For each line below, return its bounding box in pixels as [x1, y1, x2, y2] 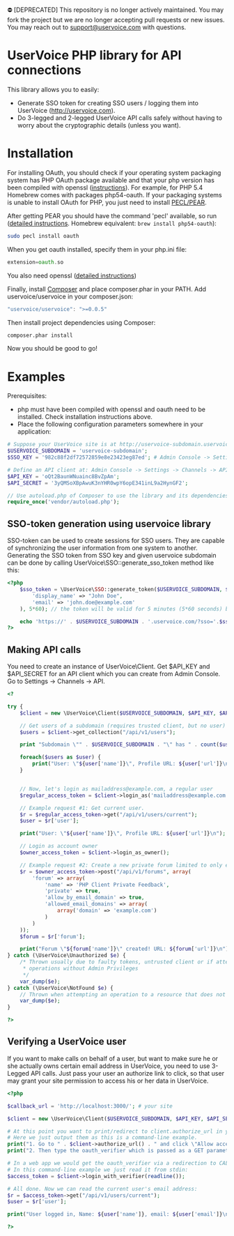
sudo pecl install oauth [7, 232, 79, 239]
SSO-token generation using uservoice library [7, 518, 211, 530]
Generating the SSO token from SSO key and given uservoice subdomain [7, 551, 217, 560]
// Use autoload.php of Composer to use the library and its [7, 492, 189, 499]
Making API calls [7, 643, 81, 655]
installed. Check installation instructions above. [17, 413, 153, 421]
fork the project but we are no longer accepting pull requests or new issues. [7, 16, 225, 24]
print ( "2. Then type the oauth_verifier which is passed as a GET [7, 1147, 204, 1154]
